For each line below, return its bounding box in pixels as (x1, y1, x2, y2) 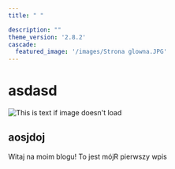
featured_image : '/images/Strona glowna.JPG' (15, 48, 168, 56)
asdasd (8, 82, 58, 100)
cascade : (8, 40, 37, 48)
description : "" (8, 25, 61, 34)
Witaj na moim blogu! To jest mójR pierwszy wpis (8, 152, 167, 161)
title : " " (8, 11, 44, 20)
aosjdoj (8, 131, 46, 145)
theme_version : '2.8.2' (8, 33, 87, 41)
